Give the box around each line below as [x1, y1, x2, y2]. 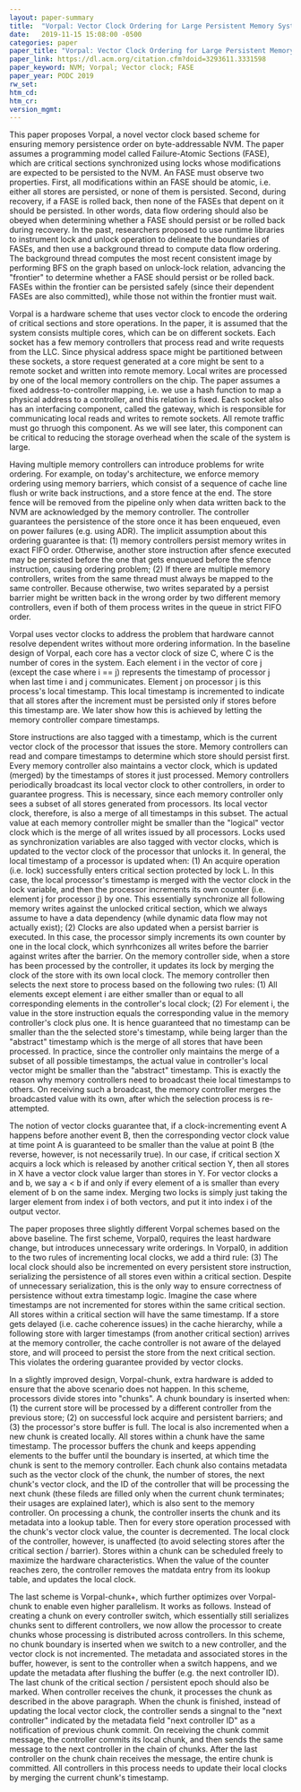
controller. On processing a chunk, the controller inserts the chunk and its [9, 1507, 280, 1519]
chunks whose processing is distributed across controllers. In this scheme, [9, 1630, 286, 1641]
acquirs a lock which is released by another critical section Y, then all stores [9, 1159, 289, 1169]
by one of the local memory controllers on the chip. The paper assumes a [9, 375, 280, 386]
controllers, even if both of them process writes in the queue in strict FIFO [9, 602, 282, 613]
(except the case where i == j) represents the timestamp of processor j [9, 667, 271, 677]
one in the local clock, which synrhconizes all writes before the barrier [9, 942, 269, 952]
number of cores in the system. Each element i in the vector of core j [9, 658, 262, 668]
